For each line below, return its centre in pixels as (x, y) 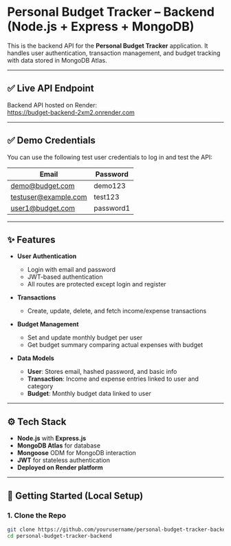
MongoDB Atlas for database (59, 445)
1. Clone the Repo (37, 515)
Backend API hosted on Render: (52, 105)
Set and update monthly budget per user (85, 337)
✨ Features (31, 239)
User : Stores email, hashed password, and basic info (102, 372)
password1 (112, 208)
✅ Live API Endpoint (51, 88)
